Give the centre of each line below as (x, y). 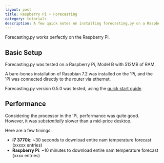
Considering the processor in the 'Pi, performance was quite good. (72, 116)
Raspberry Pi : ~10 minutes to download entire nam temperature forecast (85, 150)
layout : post (18, 10)
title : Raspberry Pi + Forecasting (41, 14)
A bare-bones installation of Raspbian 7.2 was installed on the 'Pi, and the (79, 74)
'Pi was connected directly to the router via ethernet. (58, 79)
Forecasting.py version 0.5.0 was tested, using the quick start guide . (74, 89)
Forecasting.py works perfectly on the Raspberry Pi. (57, 37)
